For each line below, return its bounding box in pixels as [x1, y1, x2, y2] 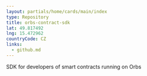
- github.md [11, 47, 41, 53]
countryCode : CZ [6, 36, 46, 42]
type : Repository [6, 14, 49, 20]
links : [6, 42, 23, 48]
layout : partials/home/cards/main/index [6, 8, 108, 15]
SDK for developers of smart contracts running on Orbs [6, 63, 142, 70]
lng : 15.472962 [6, 31, 44, 37]
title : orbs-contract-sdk [6, 19, 70, 25]
